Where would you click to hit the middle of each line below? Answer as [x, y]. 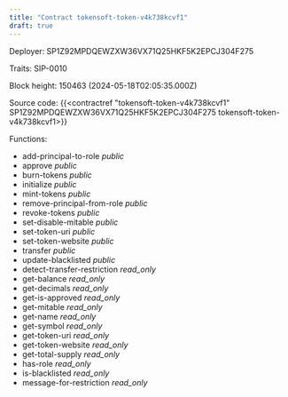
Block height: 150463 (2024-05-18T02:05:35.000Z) [103, 85]
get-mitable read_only [62, 306]
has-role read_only [56, 363]
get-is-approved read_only [71, 298]
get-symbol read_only [62, 326]
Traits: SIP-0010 [39, 68]
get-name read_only [59, 316]
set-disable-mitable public [70, 222]
